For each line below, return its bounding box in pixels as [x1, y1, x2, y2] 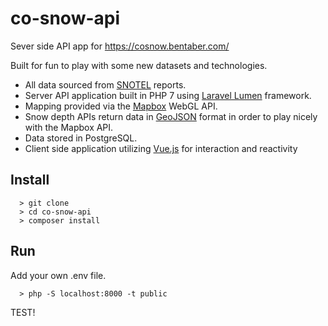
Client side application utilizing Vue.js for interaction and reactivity [24, 142, 298, 154]
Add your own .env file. [10, 269, 107, 281]
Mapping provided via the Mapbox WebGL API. [24, 100, 218, 112]
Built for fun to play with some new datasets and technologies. [10, 59, 268, 71]
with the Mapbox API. [24, 121, 114, 133]
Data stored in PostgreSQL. [24, 132, 138, 144]
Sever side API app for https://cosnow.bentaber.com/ [10, 40, 230, 52]
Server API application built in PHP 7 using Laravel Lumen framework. [24, 89, 312, 101]
